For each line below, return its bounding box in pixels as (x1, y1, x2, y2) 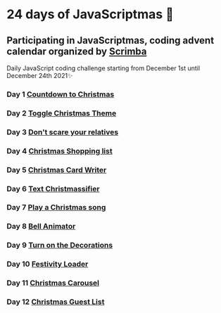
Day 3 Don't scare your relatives (6, 127, 119, 136)
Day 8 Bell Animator (6, 222, 76, 231)
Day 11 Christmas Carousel (6, 278, 100, 288)
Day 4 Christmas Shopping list (6, 146, 113, 155)
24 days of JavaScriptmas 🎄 (6, 6, 174, 23)
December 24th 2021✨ (6, 72, 73, 79)
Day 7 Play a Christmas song (6, 203, 106, 212)
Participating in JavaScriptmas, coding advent (6, 34, 215, 46)
